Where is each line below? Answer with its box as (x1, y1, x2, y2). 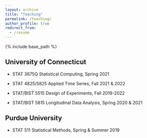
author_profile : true (5, 21, 50, 26)
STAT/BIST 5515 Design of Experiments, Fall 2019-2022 (12, 90, 125, 96)
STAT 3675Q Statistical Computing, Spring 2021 (12, 71, 110, 77)
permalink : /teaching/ (5, 16, 52, 21)
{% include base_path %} (5, 44, 57, 49)
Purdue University (5, 114, 63, 122)
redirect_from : (5, 26, 37, 31)
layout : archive (5, 7, 38, 12)
